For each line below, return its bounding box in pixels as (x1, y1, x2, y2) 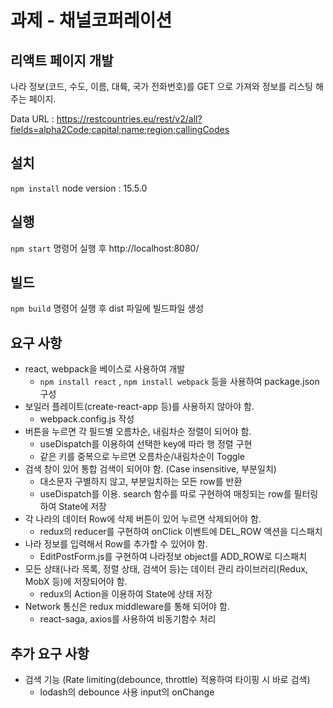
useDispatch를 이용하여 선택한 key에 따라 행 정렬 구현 (39, 438, 253, 450)
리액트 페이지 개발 (10, 52, 114, 69)
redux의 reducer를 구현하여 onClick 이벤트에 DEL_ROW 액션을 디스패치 (39, 526, 323, 538)
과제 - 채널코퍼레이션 (10, 9, 173, 32)
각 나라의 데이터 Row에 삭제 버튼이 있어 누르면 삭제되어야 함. (24, 513, 262, 525)
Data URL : (10, 113, 55, 125)
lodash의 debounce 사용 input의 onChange (39, 686, 215, 698)
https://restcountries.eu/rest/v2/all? (56, 113, 203, 125)
